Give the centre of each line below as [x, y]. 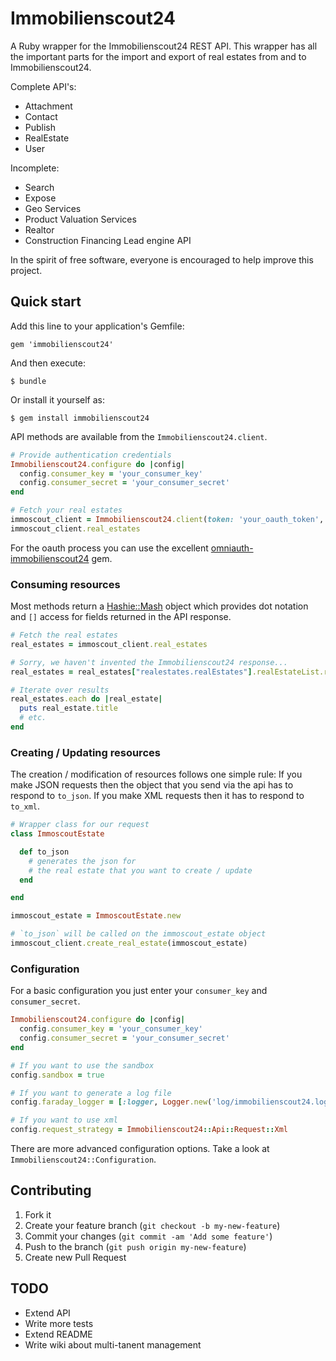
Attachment [48, 106]
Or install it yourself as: [57, 399]
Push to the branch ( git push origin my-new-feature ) [135, 1246]
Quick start [46, 302]
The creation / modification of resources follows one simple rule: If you [156, 774]
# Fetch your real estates [66, 510]
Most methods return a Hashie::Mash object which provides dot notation [159, 606]
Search [39, 187]
